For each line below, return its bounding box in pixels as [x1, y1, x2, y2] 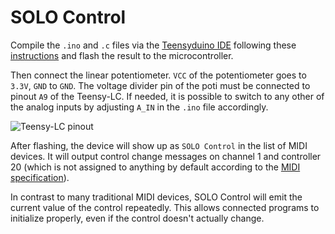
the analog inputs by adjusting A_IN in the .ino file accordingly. [10, 101, 269, 113]
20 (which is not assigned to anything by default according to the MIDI [10, 161, 301, 173]
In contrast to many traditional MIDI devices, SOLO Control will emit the [10, 191, 303, 203]
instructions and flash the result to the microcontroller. [10, 49, 234, 61]
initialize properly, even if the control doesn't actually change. [10, 212, 265, 224]
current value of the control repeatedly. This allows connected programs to [10, 201, 320, 213]
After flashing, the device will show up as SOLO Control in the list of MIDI [10, 139, 308, 151]
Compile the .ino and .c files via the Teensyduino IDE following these [10, 39, 297, 51]
